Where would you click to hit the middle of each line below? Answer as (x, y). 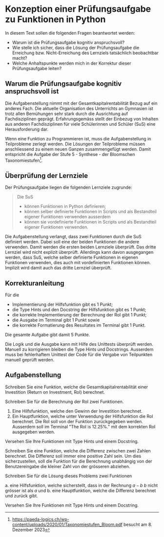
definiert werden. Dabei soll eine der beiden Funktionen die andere (72, 242)
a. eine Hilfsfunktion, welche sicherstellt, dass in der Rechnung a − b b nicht (82, 485)
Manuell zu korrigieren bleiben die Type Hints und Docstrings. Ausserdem (79, 349)
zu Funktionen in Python (55, 19)
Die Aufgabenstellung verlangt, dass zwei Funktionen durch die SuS (73, 237)
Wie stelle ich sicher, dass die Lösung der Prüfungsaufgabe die (76, 47)
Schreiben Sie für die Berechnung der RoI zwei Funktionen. (64, 402)
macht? (20, 58)
